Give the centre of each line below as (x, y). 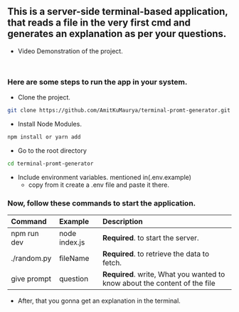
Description (123, 222)
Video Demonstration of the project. (70, 51)
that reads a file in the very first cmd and (99, 23)
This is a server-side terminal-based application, (118, 12)
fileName (74, 259)
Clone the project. (44, 97)
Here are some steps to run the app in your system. (97, 82)
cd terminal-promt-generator (51, 163)
